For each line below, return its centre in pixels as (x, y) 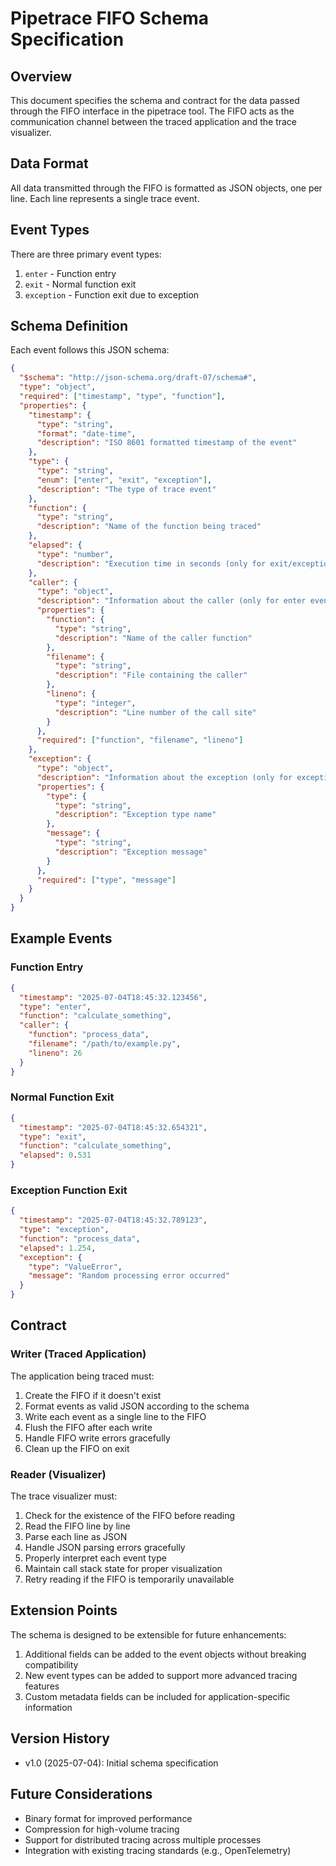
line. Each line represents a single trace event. (105, 198)
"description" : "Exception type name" (135, 815)
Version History (60, 1738)
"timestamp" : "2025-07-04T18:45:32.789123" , (113, 1220)
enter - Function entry (70, 273)
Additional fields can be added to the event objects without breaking (165, 1654)
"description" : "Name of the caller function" (153, 638)
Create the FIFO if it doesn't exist (93, 1395)
